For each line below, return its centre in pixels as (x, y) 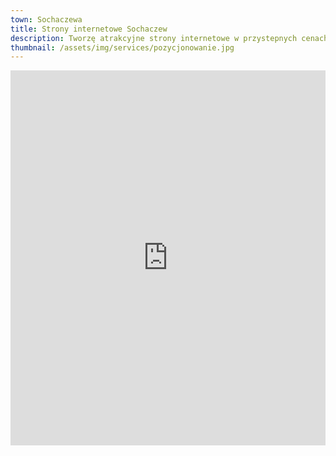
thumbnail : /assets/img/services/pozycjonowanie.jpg (122, 47)
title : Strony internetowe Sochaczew (89, 29)
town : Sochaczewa (46, 19)
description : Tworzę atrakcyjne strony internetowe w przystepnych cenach (169, 38)
